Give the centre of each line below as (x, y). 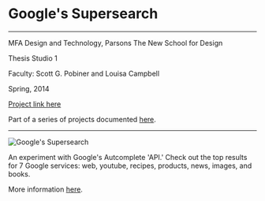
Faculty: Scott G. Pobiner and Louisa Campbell (84, 73)
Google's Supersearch (83, 14)
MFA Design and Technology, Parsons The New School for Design (116, 43)
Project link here (35, 104)
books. (19, 173)
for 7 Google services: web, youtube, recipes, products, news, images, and (130, 166)
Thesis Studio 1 (33, 58)
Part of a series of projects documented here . (82, 119)
